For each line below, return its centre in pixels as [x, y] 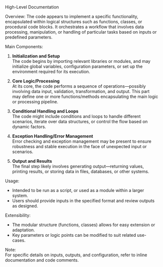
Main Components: [24, 47]
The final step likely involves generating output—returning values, [78, 166]
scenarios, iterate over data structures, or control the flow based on [80, 122]
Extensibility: [18, 215]
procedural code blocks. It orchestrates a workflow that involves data [75, 27]
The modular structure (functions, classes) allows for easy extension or [84, 225]
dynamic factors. [29, 127]
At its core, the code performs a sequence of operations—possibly [79, 86]
